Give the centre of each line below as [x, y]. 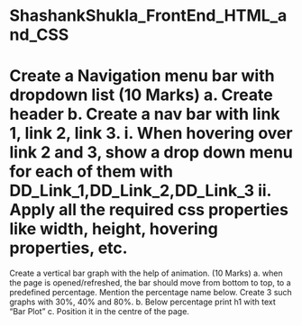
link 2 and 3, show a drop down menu [151, 153]
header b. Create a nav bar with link [145, 114]
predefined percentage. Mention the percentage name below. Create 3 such [151, 293]
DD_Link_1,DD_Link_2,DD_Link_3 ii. [141, 191]
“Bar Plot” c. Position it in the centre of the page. [99, 312]
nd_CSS [39, 35]
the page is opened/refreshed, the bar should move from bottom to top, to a [150, 283]
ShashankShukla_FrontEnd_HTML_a [148, 16]
